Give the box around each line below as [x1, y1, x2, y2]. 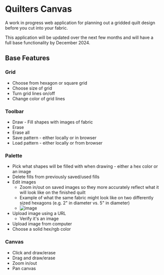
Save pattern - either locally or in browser [12, 134, 97, 141]
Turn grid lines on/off [12, 90, 55, 96]
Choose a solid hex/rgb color [12, 226, 71, 232]
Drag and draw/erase [12, 255, 55, 261]
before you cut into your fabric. [5, 25, 68, 31]
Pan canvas [12, 265, 36, 271]
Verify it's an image [19, 215, 59, 222]
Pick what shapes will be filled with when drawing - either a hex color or [12, 163, 158, 169]
